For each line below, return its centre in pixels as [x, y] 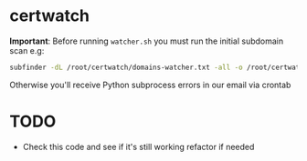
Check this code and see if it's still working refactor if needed [138, 146]
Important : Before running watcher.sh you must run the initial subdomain [147, 41]
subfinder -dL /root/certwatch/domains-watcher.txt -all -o [127, 67]
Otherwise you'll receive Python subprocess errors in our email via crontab [150, 85]
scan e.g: [27, 50]
